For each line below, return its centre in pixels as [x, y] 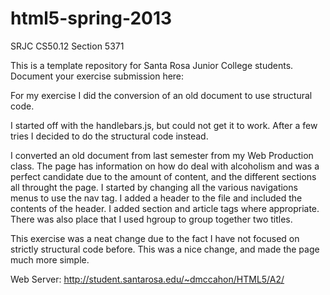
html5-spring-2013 [91, 18]
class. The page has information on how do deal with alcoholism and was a [165, 166]
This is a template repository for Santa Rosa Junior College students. [152, 65]
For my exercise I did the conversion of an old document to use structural [161, 95]
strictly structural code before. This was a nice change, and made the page [165, 249]
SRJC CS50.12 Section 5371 [67, 46]
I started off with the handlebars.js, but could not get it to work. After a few [164, 125]
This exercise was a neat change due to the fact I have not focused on [155, 238]
